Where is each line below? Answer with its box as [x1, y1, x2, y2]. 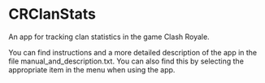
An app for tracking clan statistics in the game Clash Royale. [8, 32, 210, 41]
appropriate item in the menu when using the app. [8, 64, 176, 74]
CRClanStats [8, 5, 96, 24]
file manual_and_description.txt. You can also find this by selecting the [8, 56, 244, 66]
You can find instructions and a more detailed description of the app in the [8, 47, 258, 57]
